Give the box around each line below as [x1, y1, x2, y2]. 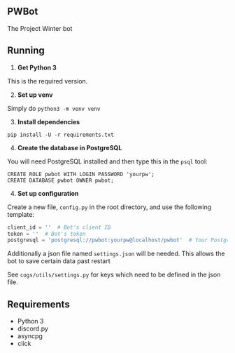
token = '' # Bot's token [7, 230, 86, 237]
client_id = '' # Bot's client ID [7, 224, 111, 231]
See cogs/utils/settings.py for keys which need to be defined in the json [7, 270, 221, 279]
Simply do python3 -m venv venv [7, 104, 101, 112]
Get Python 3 [17, 63, 57, 72]
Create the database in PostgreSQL [17, 143, 122, 152]
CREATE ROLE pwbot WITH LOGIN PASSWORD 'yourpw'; [7, 171, 155, 178]
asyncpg [17, 332, 43, 340]
